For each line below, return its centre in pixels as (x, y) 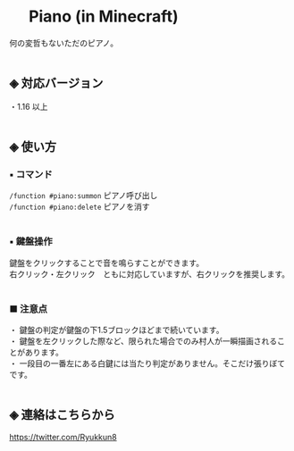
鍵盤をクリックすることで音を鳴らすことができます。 (106, 263)
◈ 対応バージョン (56, 84)
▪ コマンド (31, 175)
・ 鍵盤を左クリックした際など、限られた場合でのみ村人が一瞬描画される (143, 341)
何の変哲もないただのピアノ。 (64, 43)
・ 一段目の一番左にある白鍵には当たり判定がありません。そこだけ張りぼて (147, 363)
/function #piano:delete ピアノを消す (80, 207)
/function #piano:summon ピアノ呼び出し (84, 196)
